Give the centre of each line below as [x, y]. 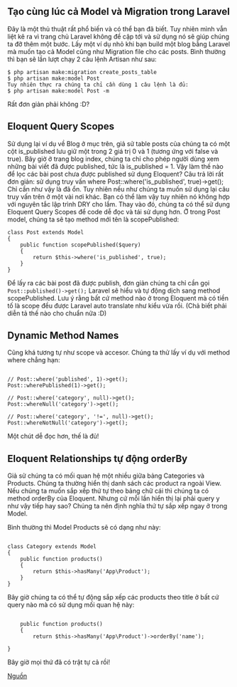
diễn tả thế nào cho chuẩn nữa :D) [57, 313]
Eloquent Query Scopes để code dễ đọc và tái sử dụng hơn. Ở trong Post [114, 211]
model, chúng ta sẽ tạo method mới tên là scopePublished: [93, 219]
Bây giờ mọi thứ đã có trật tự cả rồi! [59, 662]
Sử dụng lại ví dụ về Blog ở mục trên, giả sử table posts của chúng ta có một [119, 143]
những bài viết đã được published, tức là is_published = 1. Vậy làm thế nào [115, 166]
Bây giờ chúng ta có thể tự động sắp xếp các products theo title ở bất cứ [113, 597]
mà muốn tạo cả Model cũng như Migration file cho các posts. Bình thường [116, 51]
